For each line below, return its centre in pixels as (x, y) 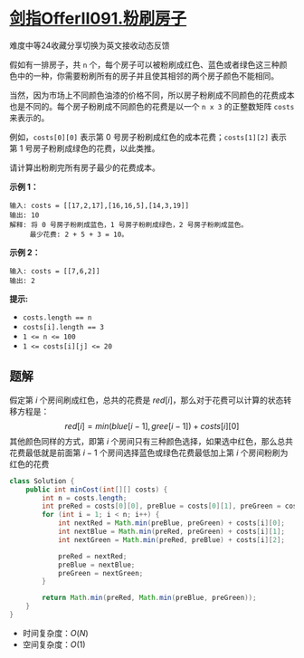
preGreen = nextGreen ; (100, 573)
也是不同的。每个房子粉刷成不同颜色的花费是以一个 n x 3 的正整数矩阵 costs (152, 106)
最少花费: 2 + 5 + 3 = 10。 (79, 234)
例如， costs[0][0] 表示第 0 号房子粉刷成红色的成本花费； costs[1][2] (139, 137)
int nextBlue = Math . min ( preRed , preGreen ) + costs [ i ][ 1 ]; (171, 531)
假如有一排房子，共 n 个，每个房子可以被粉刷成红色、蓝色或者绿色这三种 (145, 64)
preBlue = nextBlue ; (96, 565)
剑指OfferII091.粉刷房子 (98, 19)
